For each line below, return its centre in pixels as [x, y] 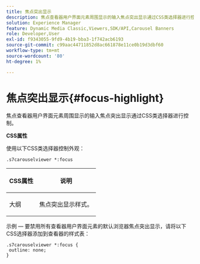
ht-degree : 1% [24, 61]
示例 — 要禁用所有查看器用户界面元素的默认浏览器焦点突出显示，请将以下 [96, 226]
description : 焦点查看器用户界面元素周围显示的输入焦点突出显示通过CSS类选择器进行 [99, 17]
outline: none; [27, 250]
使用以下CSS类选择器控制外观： [46, 148]
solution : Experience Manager [44, 23]
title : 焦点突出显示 [29, 12]
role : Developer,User [33, 34]
